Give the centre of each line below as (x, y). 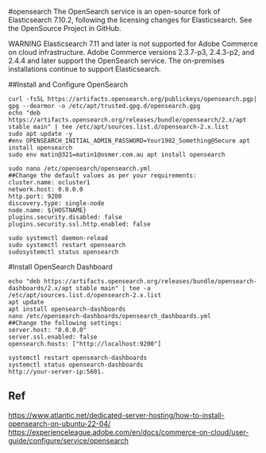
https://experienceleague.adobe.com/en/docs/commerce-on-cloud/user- (129, 432)
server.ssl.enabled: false (53, 337)
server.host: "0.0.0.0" (48, 330)
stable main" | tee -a (113, 288)
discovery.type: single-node (56, 203)
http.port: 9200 (35, 196)
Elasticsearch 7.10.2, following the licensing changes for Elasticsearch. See (130, 20)
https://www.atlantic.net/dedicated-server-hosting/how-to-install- (116, 415)
